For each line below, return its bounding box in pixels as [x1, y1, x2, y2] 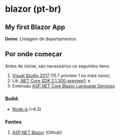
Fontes [5, 118, 22, 125]
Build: [5, 95, 20, 102]
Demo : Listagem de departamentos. [5, 36, 78, 42]
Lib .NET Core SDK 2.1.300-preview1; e [12, 77, 91, 84]
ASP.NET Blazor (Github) [12, 130, 62, 136]
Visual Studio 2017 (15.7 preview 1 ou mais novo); [12, 72, 111, 78]
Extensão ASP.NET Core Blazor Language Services [12, 83, 115, 89]
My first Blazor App [5, 23, 65, 31]
